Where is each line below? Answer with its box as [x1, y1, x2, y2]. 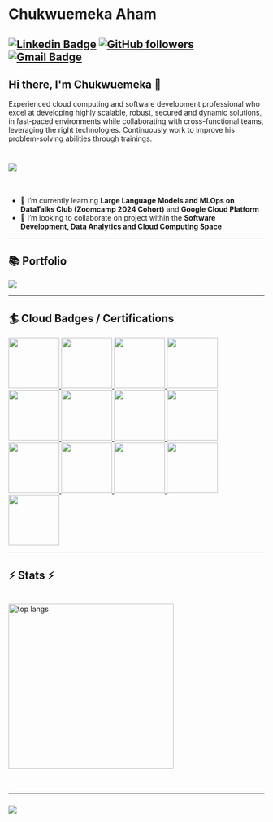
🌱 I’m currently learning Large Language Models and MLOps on [19, 196, 236, 206]
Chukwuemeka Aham [8, 5, 157, 24]
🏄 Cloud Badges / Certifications [8, 311, 175, 326]
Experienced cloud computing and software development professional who [8, 99, 260, 109]
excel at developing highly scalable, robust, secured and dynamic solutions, [8, 107, 262, 118]
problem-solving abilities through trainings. [8, 133, 153, 143]
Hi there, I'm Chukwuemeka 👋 [8, 77, 162, 91]
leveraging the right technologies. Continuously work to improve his [8, 125, 236, 135]
